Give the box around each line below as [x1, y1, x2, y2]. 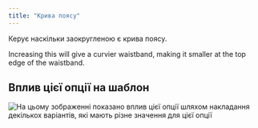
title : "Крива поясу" [8, 11, 81, 20]
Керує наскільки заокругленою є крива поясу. [8, 34, 167, 43]
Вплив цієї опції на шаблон [8, 81, 150, 94]
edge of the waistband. [8, 58, 86, 67]
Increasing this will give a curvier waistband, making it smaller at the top [8, 49, 247, 58]
